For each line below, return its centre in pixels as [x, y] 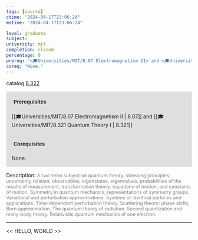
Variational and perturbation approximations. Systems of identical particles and [94, 198]
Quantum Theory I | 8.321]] [100, 125]
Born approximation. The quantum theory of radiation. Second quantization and [94, 208]
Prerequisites [30, 102]
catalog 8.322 [23, 83]
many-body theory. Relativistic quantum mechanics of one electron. [81, 214]
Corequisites [29, 144]
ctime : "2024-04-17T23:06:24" [43, 17]
